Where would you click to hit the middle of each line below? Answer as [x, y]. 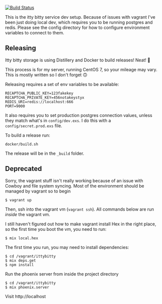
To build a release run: [28, 135]
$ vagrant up [18, 200]
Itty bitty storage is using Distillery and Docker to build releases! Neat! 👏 [78, 60]
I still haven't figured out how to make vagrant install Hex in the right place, [81, 224]
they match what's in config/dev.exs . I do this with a [58, 120]
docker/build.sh [22, 144]
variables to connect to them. [35, 33]
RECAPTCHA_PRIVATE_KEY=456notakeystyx [45, 97]
